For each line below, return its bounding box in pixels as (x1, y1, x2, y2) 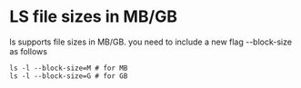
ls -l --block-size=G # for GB (9, 71, 128, 81)
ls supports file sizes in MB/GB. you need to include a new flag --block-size (9, 36, 293, 47)
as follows (9, 45, 48, 56)
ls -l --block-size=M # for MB (9, 64, 128, 73)
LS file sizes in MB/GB (9, 6, 178, 27)
